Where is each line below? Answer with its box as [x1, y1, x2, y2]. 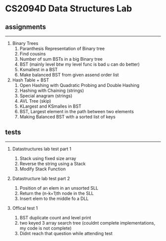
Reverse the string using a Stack [19, 161, 86, 166]
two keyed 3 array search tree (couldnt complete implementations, [19, 220, 156, 226]
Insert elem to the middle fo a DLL [19, 196, 89, 201]
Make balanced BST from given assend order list [19, 72, 119, 78]
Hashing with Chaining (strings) [19, 87, 84, 93]
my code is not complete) [19, 225, 72, 231]
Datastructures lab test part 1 [12, 146, 72, 152]
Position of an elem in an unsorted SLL [19, 185, 99, 191]
